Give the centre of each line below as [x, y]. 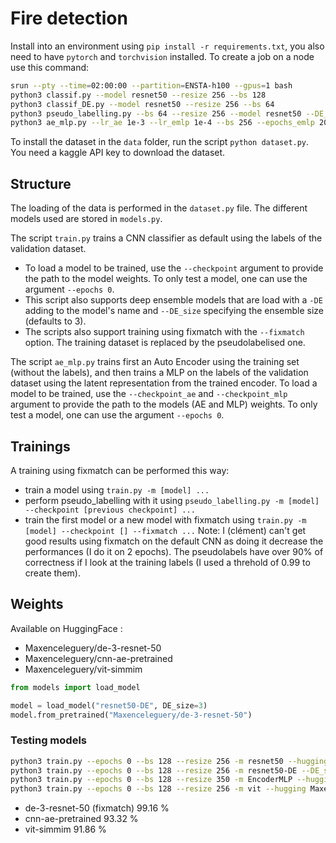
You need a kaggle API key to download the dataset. [118, 153]
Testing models [48, 740]
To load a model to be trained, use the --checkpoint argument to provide [174, 268]
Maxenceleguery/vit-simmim [83, 669]
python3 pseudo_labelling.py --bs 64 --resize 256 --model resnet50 [156, 113]
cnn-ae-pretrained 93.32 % [81, 819]
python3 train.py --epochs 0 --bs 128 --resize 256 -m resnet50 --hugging [169, 761]
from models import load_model [75, 687]
